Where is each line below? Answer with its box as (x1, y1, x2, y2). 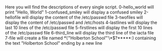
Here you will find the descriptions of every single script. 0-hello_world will (5, 4, 154, 10)
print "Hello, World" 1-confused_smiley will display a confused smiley (5, 9, 143, 15)
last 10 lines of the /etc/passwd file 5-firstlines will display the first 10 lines (5, 25, 153, 31)
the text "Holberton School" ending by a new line (5, 40, 103, 46)
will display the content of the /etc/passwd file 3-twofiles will (21, 15, 143, 20)
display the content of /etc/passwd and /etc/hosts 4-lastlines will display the (5, 19, 157, 25)
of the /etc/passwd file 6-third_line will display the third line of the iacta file (5, 30, 154, 35)
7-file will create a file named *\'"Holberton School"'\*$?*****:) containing (5, 35, 156, 41)
